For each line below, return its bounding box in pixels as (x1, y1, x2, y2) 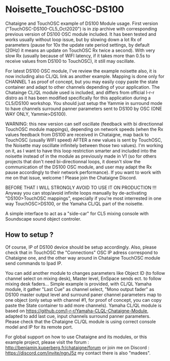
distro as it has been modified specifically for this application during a (5, 95, 151, 101)
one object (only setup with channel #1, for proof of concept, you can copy (5, 297, 162, 303)
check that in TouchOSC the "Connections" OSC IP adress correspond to (5, 249, 158, 256)
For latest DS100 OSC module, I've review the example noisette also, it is (5, 67, 157, 74)
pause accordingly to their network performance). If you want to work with (5, 169, 161, 175)
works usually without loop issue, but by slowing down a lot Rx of (5, 37, 142, 43)
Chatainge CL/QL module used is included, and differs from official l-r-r (5, 89, 155, 95)
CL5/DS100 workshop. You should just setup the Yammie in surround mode (5, 100, 163, 106)
